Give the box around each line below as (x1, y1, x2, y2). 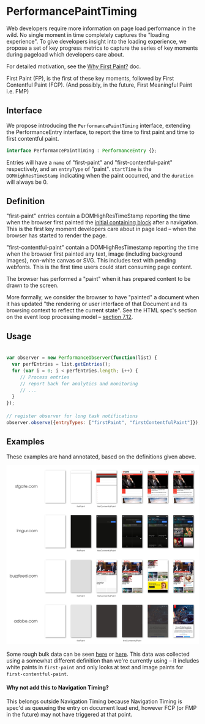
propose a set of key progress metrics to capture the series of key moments (6, 44, 198, 52)
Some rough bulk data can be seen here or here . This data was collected (6, 650, 190, 658)
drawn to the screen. (6, 281, 59, 289)
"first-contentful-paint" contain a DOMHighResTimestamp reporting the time (6, 244, 199, 251)
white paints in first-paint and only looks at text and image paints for (6, 663, 184, 671)
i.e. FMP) (6, 87, 29, 95)
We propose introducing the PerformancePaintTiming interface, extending (6, 122, 191, 129)
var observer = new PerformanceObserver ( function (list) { (6, 355, 157, 361)
